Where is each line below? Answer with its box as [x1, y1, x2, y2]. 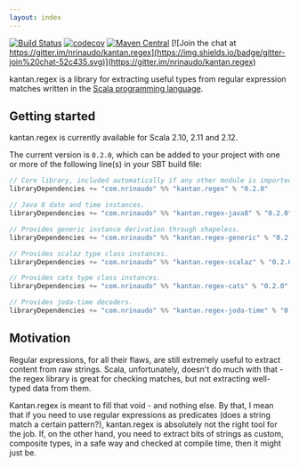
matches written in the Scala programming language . [9, 83, 204, 93]
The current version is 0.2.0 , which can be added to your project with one [9, 149, 280, 160]
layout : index [9, 12, 62, 22]
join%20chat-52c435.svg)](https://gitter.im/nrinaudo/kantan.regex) [9, 56, 256, 67]
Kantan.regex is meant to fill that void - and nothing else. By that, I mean [9, 399, 274, 410]
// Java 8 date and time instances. [9, 201, 145, 210]
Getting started [9, 109, 96, 125]
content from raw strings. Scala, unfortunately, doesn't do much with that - [9, 364, 284, 374]
